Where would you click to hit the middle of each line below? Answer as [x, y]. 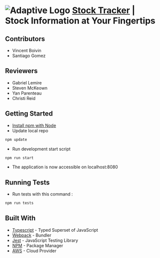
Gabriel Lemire [27, 82]
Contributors [25, 39]
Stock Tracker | [104, 10]
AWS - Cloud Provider [34, 251]
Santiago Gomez [29, 56]
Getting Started [29, 114]
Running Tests [27, 182]
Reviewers [21, 71]
